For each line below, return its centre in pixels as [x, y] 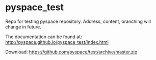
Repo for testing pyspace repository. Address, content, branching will [78, 21]
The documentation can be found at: [44, 37]
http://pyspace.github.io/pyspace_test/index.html [57, 42]
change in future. [23, 26]
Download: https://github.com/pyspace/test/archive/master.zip [71, 52]
